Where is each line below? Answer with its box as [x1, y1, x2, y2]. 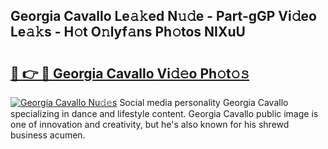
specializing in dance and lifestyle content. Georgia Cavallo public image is [10, 108, 319, 119]
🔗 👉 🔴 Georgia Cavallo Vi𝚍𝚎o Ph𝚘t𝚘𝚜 [10, 65, 250, 82]
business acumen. [10, 129, 86, 141]
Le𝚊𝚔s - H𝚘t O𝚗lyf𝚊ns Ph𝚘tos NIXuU [10, 24, 246, 41]
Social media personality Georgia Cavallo [119, 97, 289, 108]
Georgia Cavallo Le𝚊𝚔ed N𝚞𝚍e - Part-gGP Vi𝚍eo [10, 8, 317, 25]
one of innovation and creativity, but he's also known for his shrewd [10, 119, 290, 130]
